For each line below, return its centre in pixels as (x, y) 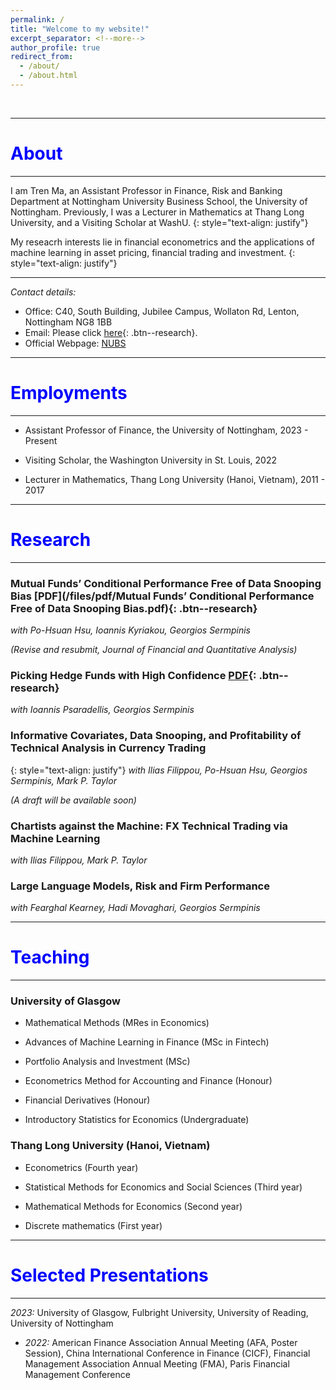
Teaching (50, 957)
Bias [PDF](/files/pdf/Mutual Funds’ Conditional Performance (162, 596)
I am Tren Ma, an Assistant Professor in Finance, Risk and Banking (146, 190)
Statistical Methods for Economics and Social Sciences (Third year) (163, 1187)
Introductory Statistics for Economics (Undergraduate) (137, 1120)
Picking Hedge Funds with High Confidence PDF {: (133, 675)
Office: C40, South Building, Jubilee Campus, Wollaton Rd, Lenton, (162, 311)
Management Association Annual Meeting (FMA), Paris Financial (157, 1363)
